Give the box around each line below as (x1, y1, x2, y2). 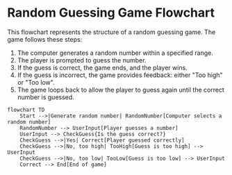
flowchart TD (7, 106, 45, 113)
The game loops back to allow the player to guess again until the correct (17, 85, 224, 94)
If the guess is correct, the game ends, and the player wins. (17, 63, 188, 72)
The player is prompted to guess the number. (17, 56, 147, 64)
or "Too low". (17, 78, 55, 86)
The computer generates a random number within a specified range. (17, 49, 213, 57)
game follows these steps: (7, 35, 83, 43)
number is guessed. (17, 92, 74, 101)
